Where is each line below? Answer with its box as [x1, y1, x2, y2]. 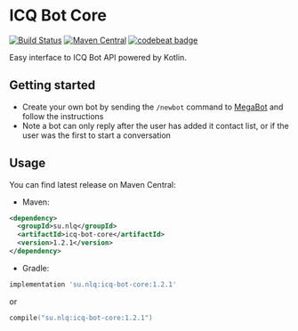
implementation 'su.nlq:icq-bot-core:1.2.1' [9, 279, 177, 289]
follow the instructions [21, 110, 104, 121]
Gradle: [21, 262, 50, 273]
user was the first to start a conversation [21, 130, 172, 141]
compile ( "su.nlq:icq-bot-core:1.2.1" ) [9, 313, 153, 322]
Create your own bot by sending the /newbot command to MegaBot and [21, 101, 284, 112]
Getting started [9, 77, 96, 93]
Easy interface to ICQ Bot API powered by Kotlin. [9, 52, 187, 62]
